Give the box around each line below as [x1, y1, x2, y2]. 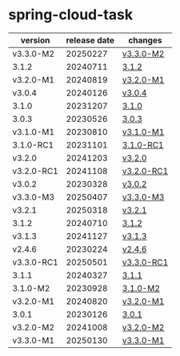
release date [66, 34, 114, 46]
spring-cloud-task [8, 6, 134, 24]
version [20, 34, 50, 46]
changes [127, 34, 162, 46]
